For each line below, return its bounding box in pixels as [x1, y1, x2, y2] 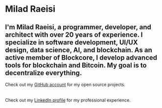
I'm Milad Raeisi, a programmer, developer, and [5, 23, 152, 31]
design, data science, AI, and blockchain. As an [5, 45, 153, 54]
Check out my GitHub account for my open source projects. [5, 82, 126, 87]
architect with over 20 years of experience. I [5, 30, 143, 39]
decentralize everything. [5, 68, 82, 77]
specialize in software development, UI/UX [5, 38, 138, 46]
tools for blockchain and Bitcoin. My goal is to [5, 61, 147, 69]
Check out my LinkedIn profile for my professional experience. [5, 97, 131, 103]
